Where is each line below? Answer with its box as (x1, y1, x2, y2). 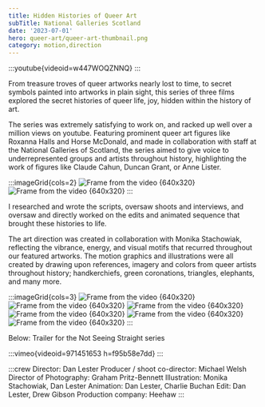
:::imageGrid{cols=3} (8, 293, 77, 302)
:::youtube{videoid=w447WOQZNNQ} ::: (8, 63, 141, 73)
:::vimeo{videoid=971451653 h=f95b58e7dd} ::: (8, 349, 164, 358)
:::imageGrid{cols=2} (8, 178, 77, 188)
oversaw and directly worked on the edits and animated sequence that (8, 210, 240, 220)
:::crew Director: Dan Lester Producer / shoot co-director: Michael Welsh (8, 365, 247, 374)
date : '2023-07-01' (8, 26, 73, 34)
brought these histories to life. (8, 219, 107, 229)
